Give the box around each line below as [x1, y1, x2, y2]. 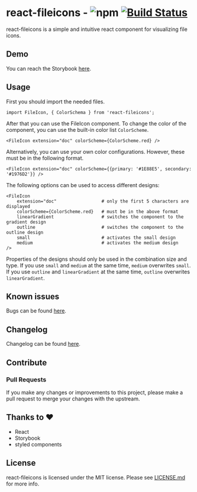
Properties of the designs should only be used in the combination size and [6, 256, 188, 263]
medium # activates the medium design [17, 239, 179, 246]
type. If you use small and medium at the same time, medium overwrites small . [6, 261, 191, 269]
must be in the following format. [6, 154, 84, 162]
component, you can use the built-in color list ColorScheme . [6, 126, 149, 133]
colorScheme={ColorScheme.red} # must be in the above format [17, 209, 179, 215]
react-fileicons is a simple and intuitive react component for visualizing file [6, 26, 188, 33]
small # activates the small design [17, 235, 176, 241]
